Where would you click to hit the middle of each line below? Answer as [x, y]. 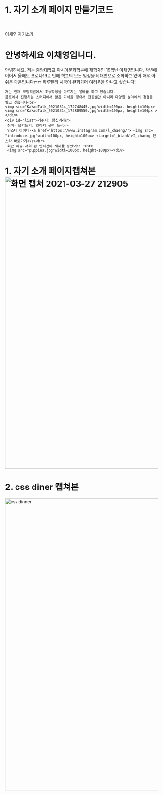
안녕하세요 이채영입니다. [50, 55]
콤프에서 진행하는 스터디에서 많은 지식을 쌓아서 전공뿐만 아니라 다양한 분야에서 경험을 [79, 97]
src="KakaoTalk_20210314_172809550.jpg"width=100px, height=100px [84, 111]
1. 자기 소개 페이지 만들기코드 [59, 10]
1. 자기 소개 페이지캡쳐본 [50, 171]
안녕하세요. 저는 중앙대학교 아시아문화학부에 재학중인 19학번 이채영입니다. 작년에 [81, 70]
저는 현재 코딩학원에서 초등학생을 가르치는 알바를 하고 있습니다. [60, 92]
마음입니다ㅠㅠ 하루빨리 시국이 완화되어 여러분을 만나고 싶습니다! [75, 82]
